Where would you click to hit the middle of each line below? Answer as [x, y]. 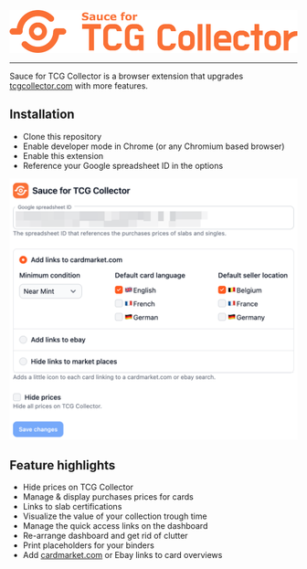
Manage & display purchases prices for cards [108, 497]
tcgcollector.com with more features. [79, 86]
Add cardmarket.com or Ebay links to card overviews [122, 555]
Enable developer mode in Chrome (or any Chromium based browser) [153, 146]
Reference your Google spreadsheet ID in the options [123, 165]
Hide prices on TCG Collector [78, 487]
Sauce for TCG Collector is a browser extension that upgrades [127, 76]
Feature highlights [63, 465]
